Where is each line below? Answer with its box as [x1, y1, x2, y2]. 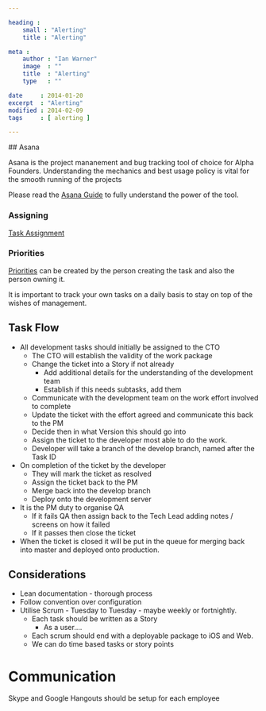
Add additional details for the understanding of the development [43, 367, 253, 377]
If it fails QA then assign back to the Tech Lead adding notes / [31, 511, 233, 520]
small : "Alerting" [22, 25, 87, 34]
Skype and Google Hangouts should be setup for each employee [8, 694, 220, 703]
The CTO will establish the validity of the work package [31, 350, 213, 360]
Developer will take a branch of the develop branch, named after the [31, 443, 256, 453]
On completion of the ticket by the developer [19, 460, 167, 469]
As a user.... [43, 623, 83, 632]
